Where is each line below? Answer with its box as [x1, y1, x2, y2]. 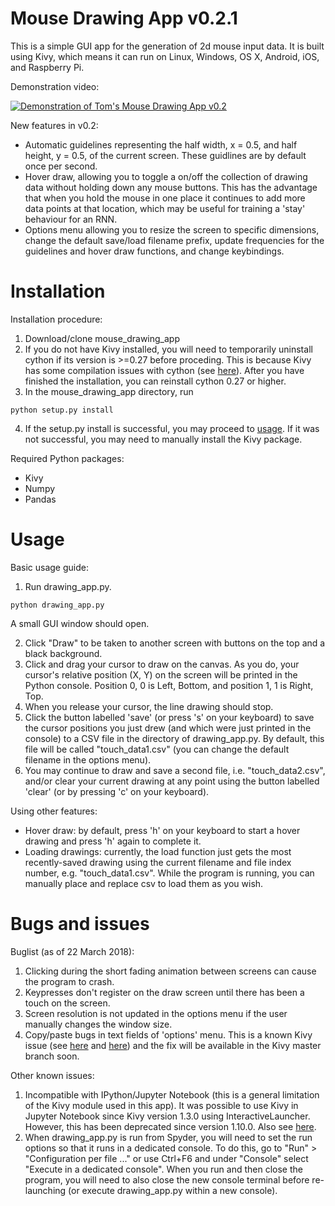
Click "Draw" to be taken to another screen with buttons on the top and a [24, 637, 326, 649]
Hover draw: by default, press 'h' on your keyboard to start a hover [24, 824, 301, 836]
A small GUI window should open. [10, 617, 150, 629]
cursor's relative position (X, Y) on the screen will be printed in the [24, 668, 298, 681]
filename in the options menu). [24, 753, 152, 766]
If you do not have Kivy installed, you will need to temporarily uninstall [24, 343, 313, 355]
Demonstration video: [10, 80, 100, 92]
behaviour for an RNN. [24, 213, 118, 225]
